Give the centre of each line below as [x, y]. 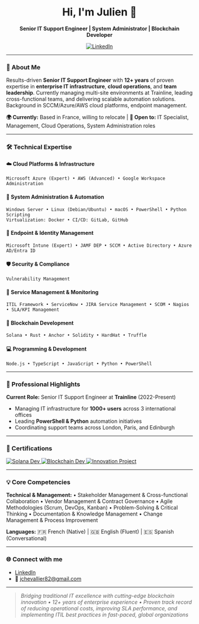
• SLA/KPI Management [33, 310]
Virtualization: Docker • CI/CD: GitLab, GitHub [67, 220]
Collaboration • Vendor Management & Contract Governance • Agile [89, 501]
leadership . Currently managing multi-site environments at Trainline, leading [99, 93]
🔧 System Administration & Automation [55, 197]
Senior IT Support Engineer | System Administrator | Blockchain [99, 28]
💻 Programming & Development [46, 349]
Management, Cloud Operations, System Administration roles [81, 126]
